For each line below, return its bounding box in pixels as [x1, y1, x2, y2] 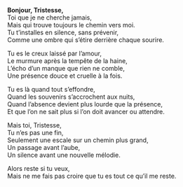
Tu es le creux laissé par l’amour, [7, 49, 102, 57]
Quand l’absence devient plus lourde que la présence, [7, 100, 163, 108]
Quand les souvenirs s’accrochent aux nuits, [7, 92, 135, 101]
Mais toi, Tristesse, [7, 121, 62, 129]
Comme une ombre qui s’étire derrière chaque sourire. [7, 36, 165, 44]
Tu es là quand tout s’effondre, [7, 85, 96, 93]
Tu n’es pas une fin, [7, 129, 64, 137]
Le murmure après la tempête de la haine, [7, 57, 128, 65]
